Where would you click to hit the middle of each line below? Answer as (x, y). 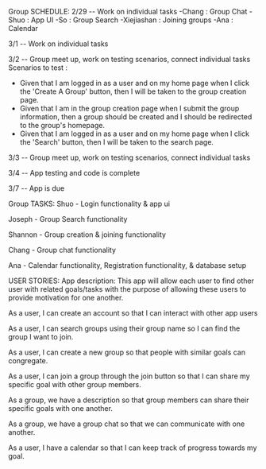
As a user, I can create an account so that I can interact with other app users (133, 313)
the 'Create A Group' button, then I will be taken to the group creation (133, 91)
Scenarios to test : (38, 68)
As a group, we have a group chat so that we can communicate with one (127, 424)
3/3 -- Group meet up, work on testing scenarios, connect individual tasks (129, 157)
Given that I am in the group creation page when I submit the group (129, 108)
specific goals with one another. (61, 408)
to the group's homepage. (62, 125)
